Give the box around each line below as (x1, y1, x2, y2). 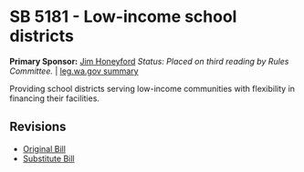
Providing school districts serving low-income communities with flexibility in (9, 83, 295, 94)
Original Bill (22, 143, 67, 154)
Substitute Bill (22, 153, 75, 164)
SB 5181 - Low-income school (9, 6, 237, 27)
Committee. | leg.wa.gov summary (9, 66, 139, 76)
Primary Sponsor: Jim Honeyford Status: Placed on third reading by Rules (9, 56, 289, 66)
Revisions (9, 119, 67, 135)
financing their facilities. (9, 93, 100, 104)
